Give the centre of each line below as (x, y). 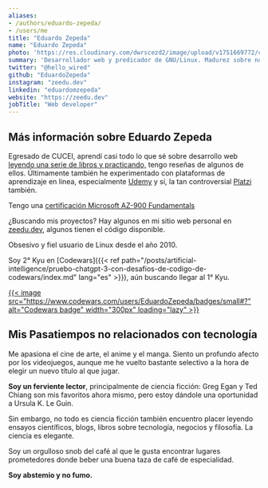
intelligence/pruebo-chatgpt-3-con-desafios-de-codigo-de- (108, 269)
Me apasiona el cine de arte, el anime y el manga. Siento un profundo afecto (134, 354)
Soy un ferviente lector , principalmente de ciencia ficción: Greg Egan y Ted (133, 386)
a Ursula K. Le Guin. (41, 403)
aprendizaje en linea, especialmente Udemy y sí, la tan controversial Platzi (130, 181)
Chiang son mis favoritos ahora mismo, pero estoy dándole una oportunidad (133, 395)
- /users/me (28, 30)
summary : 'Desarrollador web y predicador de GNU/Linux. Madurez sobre (130, 61)
